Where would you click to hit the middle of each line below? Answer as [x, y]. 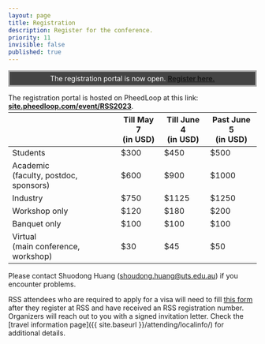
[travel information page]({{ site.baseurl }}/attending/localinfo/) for [116, 325]
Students [29, 153]
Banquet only [37, 224]
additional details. [37, 333]
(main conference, [46, 247]
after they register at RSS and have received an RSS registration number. [126, 308]
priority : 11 [30, 37]
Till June [183, 120]
